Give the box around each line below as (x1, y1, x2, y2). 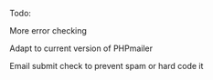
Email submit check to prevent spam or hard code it (9, 61, 204, 71)
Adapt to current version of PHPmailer (9, 43, 154, 54)
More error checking (9, 25, 87, 35)
